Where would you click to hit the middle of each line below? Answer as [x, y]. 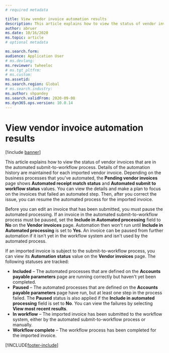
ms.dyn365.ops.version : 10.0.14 [39, 103]
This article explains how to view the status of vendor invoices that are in [81, 162]
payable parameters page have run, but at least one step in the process [87, 293]
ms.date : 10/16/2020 [27, 33]
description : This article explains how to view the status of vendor [81, 24]
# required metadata [27, 10]
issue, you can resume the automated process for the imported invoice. [79, 200]
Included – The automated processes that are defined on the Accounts [87, 272]
